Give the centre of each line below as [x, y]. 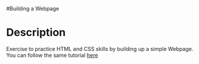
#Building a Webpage [33, 9]
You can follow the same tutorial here [52, 55]
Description [36, 33]
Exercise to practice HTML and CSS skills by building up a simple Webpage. [100, 49]
